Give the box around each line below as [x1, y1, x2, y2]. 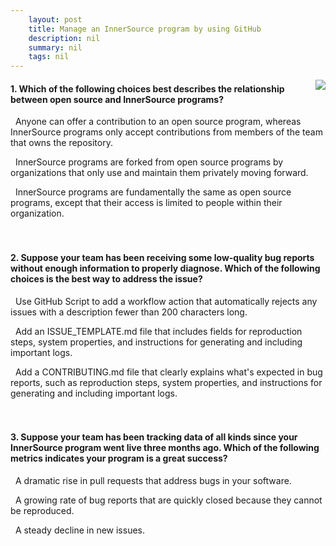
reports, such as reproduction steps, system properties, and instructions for [10, 376, 323, 388]
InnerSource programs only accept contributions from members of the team [10, 126, 323, 138]
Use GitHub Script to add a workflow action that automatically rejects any [14, 295, 318, 307]
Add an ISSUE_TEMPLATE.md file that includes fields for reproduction [14, 325, 303, 337]
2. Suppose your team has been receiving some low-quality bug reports [10, 251, 315, 263]
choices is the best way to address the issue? [10, 272, 203, 285]
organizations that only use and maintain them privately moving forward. [10, 167, 309, 179]
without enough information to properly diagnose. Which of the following [10, 262, 321, 274]
